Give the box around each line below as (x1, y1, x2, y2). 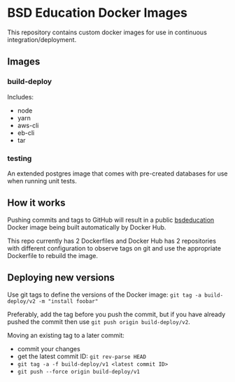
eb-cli (17, 128, 35, 137)
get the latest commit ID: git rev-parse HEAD (17, 352, 147, 360)
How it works (7, 197, 66, 209)
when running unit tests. (7, 176, 77, 185)
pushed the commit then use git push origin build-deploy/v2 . (7, 317, 190, 326)
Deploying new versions (7, 271, 115, 284)
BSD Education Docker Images (7, 5, 187, 21)
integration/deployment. (7, 35, 77, 43)
